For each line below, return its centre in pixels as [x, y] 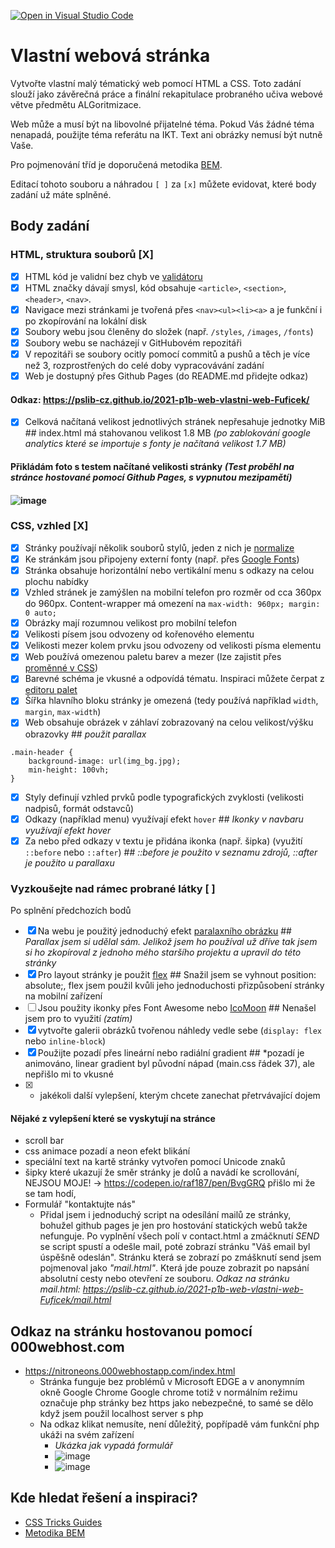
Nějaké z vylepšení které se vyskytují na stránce [113, 1118]
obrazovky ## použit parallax [85, 734]
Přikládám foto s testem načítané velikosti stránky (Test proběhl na [152, 466]
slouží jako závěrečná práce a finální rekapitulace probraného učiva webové [166, 94]
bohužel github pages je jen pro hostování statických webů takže [173, 1226]
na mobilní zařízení [63, 996]
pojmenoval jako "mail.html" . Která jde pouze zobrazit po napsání [174, 1268]
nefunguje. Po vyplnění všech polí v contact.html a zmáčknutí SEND [179, 1236]
